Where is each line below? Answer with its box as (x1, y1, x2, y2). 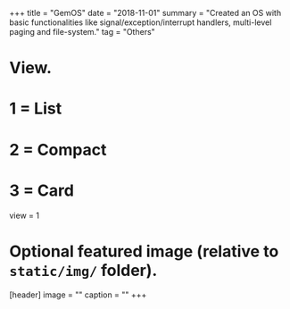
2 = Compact (9, 139, 107, 160)
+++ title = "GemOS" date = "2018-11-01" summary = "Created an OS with (9, 8, 282, 18)
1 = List (9, 98, 62, 119)
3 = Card (9, 180, 74, 200)
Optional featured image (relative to (9, 241, 279, 262)
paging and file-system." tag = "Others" (9, 27, 156, 37)
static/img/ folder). (9, 260, 158, 280)
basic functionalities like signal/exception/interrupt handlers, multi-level (9, 17, 272, 28)
